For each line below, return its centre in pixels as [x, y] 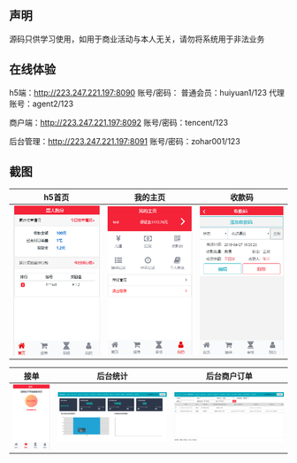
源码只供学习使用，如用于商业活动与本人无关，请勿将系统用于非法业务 [137, 39]
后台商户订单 [230, 375]
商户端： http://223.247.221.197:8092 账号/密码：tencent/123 [118, 122]
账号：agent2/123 [41, 104]
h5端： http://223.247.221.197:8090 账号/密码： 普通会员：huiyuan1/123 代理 [147, 92]
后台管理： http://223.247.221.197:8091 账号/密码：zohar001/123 [125, 141]
